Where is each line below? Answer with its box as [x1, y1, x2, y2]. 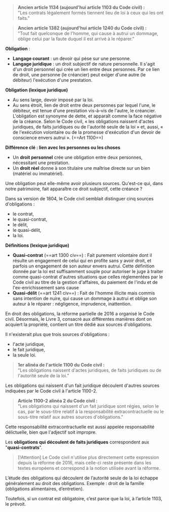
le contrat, [12, 211, 34, 217]
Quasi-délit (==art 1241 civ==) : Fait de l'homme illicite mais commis [12, 290, 155, 296]
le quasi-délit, [12, 227, 41, 233]
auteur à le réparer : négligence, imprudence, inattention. [12, 301, 132, 307]
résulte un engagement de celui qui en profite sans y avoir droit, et [12, 258, 152, 263]
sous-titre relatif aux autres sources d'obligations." [17, 414, 123, 420]
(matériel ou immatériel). [12, 170, 64, 176]
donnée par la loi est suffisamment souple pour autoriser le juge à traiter [12, 268, 163, 274]
